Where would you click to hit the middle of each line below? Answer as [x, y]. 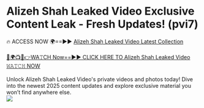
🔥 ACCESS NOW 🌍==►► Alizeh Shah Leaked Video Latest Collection [95, 41]
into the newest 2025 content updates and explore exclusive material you [99, 85]
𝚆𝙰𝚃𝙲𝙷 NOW [24, 66]
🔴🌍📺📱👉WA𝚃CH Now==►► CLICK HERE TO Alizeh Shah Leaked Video [98, 57]
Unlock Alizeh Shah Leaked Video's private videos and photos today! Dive [100, 79]
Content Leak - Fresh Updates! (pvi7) [102, 24]
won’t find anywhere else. [39, 92]
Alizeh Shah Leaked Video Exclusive [100, 11]
